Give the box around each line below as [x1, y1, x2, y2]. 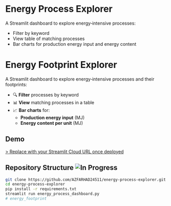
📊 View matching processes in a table [12, 99, 95, 105]
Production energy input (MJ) [20, 114, 85, 121]
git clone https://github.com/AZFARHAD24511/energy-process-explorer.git [5, 177, 166, 182]
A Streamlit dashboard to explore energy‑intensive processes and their [5, 76, 155, 82]
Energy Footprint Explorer [5, 59, 117, 71]
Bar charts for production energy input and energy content [12, 41, 137, 47]
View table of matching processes [12, 35, 85, 42]
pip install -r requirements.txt [5, 186, 77, 192]
